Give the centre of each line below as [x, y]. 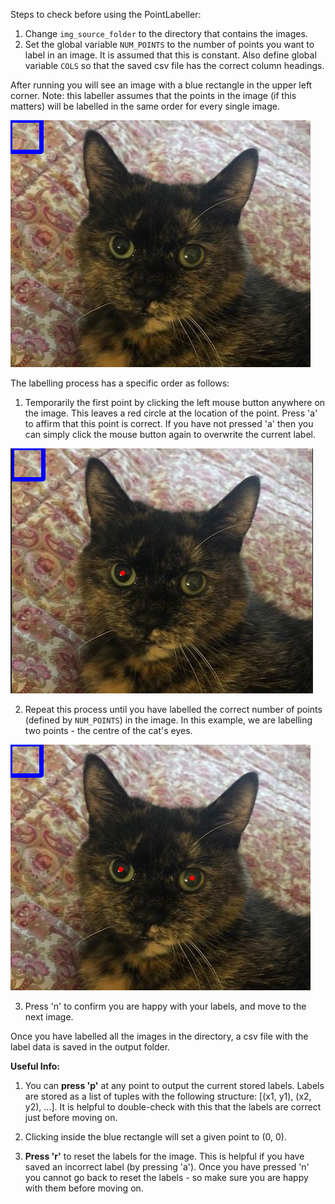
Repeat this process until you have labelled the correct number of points [173, 709]
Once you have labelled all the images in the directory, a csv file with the [159, 1036]
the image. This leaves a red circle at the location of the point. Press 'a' [171, 413]
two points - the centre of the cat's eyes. [108, 730]
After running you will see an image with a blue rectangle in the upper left [161, 85]
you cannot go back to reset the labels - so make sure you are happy [166, 1177]
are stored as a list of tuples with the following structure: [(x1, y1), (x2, [168, 1096]
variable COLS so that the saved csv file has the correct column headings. [174, 65]
